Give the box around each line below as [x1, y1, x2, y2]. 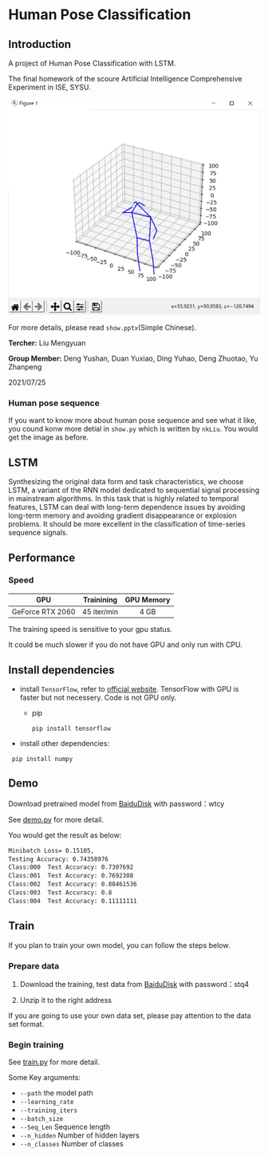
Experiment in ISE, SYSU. [8, 82, 91, 92]
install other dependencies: [19, 738, 110, 748]
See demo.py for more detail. [8, 815, 104, 824]
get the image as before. [8, 432, 89, 442]
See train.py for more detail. [8, 1057, 100, 1067]
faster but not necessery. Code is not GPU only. [19, 692, 177, 702]
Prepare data [8, 960, 60, 971]
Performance [8, 550, 76, 564]
